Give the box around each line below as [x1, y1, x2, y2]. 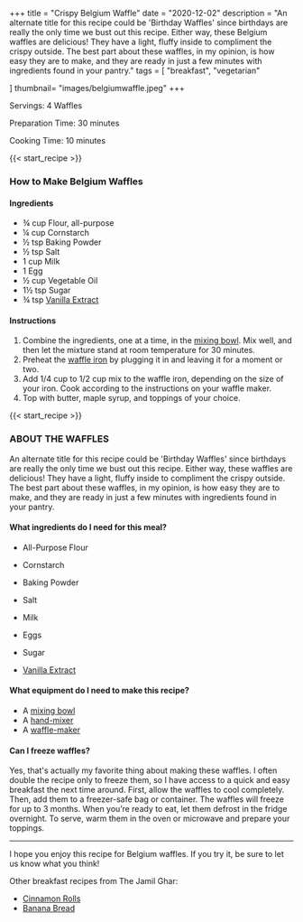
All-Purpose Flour [22, 542, 88, 553]
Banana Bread [22, 903, 75, 914]
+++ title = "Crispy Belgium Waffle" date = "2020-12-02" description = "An [9, 8, 288, 18]
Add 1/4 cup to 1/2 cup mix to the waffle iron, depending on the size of [22, 374, 284, 385]
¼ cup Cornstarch [22, 228, 90, 238]
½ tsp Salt [22, 247, 60, 257]
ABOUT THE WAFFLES [9, 433, 110, 445]
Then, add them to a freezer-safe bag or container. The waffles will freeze [9, 794, 284, 805]
